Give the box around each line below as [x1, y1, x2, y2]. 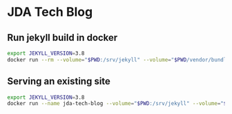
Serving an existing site [7, 75, 110, 87]
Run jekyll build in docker [7, 32, 118, 44]
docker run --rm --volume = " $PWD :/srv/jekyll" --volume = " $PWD [7, 56, 187, 63]
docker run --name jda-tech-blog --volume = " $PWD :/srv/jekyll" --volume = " [7, 100, 224, 107]
